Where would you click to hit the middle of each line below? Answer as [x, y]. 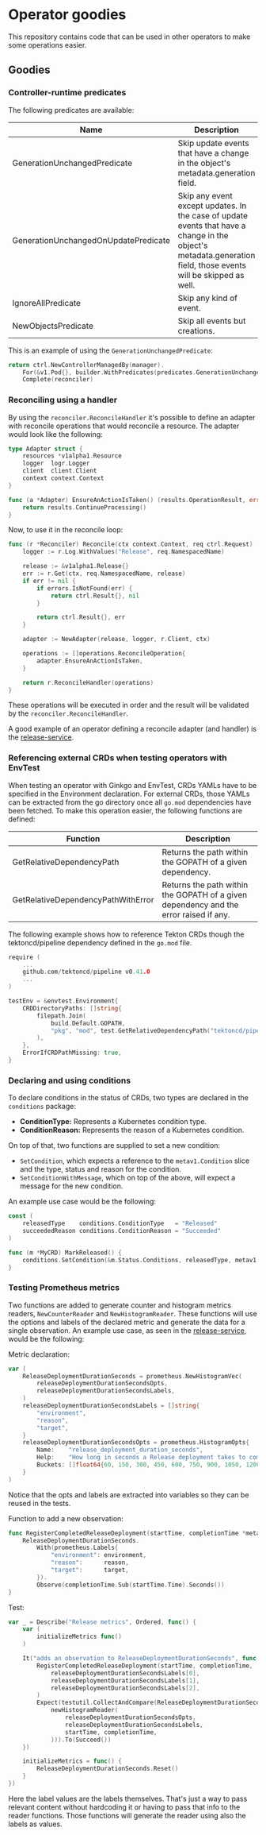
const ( [21, 1216]
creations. [196, 330]
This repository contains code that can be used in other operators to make [129, 37]
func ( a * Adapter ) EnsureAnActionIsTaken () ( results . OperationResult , [127, 500]
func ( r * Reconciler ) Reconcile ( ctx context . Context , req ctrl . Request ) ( [134, 545]
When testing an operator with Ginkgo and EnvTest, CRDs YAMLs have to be [133, 785]
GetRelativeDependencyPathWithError [83, 899]
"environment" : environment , [99, 1555]
